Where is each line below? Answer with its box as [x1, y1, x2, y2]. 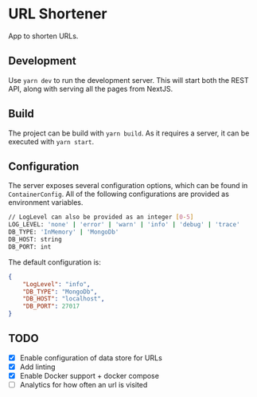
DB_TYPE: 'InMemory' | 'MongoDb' [8, 228, 119, 236]
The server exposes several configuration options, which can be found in [8, 181, 248, 191]
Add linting [19, 362, 56, 371]
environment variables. [8, 198, 84, 207]
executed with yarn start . [8, 136, 95, 146]
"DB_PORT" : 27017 [22, 302, 80, 311]
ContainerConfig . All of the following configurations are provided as [8, 189, 229, 199]
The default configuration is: [8, 257, 101, 267]
